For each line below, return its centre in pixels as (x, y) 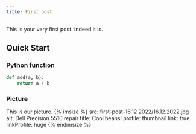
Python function (31, 65)
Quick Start (28, 48)
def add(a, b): (25, 78)
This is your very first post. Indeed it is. (55, 29)
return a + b (33, 83)
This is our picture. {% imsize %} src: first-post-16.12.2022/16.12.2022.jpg (97, 112)
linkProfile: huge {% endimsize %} (49, 125)
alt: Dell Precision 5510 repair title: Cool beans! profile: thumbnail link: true (98, 118)
